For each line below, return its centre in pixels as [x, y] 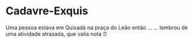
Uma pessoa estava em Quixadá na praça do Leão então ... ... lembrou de [97, 27]
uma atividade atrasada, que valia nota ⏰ [56, 33]
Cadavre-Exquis [47, 11]
